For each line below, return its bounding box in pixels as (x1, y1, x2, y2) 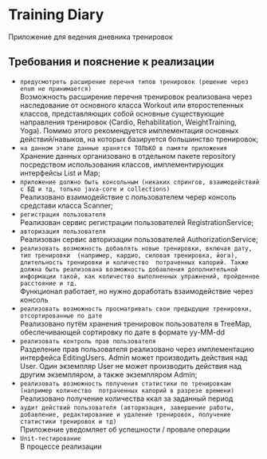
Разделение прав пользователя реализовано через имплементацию (19, 344, 255, 354)
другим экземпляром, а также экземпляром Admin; (19, 370, 198, 379)
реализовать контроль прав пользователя (19, 337, 156, 345)
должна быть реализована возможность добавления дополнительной (19, 265, 238, 273)
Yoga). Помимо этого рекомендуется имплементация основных (19, 125, 239, 135)
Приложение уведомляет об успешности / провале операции (19, 425, 231, 434)
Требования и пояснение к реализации (8, 55, 215, 69)
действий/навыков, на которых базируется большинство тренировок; (19, 134, 259, 144)
